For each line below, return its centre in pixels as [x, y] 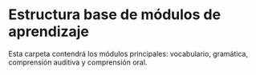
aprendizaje [49, 32]
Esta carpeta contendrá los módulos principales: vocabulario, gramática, [128, 53]
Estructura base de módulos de [115, 15]
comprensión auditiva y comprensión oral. [78, 62]
